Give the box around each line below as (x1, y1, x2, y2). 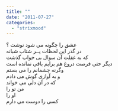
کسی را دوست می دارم (6, 98, 59, 105)
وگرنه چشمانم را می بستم (6, 66, 64, 74)
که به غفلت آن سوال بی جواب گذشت (6, 54, 89, 61)
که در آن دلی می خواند (6, 79, 56, 86)
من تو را (6, 85, 24, 92)
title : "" (6, 8, 31, 15)
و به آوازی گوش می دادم (6, 73, 60, 80)
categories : (6, 19, 36, 25)
